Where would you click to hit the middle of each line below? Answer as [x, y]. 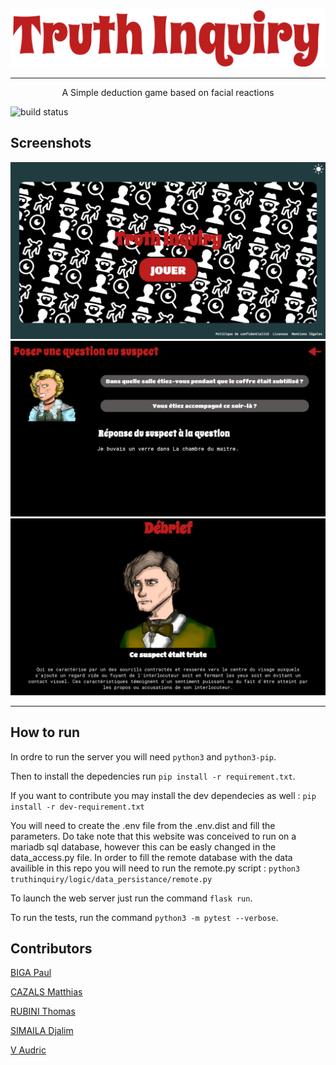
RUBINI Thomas [43, 1011]
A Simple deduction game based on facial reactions [168, 93]
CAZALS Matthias [46, 992]
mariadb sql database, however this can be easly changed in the [143, 846]
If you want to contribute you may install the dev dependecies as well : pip [163, 795]
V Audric [28, 1050]
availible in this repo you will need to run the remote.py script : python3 [155, 868]
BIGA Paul [31, 973]
